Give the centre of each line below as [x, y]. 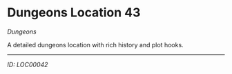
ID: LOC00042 [28, 64]
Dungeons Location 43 [74, 13]
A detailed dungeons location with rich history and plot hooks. [96, 45]
